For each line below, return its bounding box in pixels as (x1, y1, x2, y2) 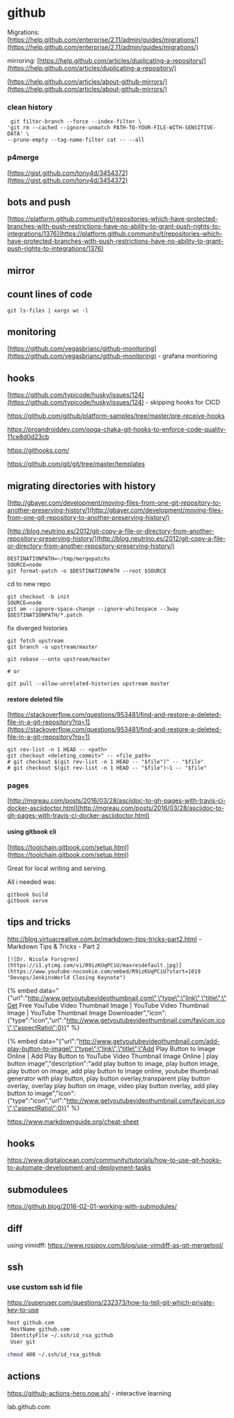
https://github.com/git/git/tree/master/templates (7, 460, 145, 468)
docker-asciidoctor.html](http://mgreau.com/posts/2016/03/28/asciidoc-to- (7, 804, 225, 812)
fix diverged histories (7, 623, 68, 632)
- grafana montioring (157, 352, 218, 361)
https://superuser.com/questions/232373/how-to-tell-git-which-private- (7, 1298, 215, 1306)
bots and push (7, 196, 71, 208)
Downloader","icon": (108, 1008, 167, 1017)
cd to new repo (7, 579, 51, 588)
